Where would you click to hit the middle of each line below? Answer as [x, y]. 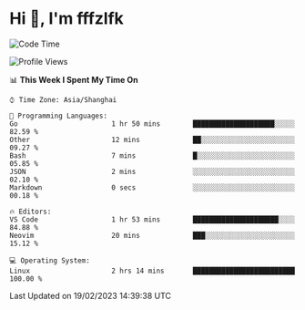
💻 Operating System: [50, 260]
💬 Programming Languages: [58, 116]
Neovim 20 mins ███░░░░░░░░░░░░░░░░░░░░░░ [152, 235]
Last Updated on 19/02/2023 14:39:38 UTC [90, 295]
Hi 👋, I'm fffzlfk [67, 19]
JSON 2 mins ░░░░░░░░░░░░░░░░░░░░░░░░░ [152, 171]
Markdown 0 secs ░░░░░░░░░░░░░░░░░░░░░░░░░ [152, 187]
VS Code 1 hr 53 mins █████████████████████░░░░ [152, 219]
